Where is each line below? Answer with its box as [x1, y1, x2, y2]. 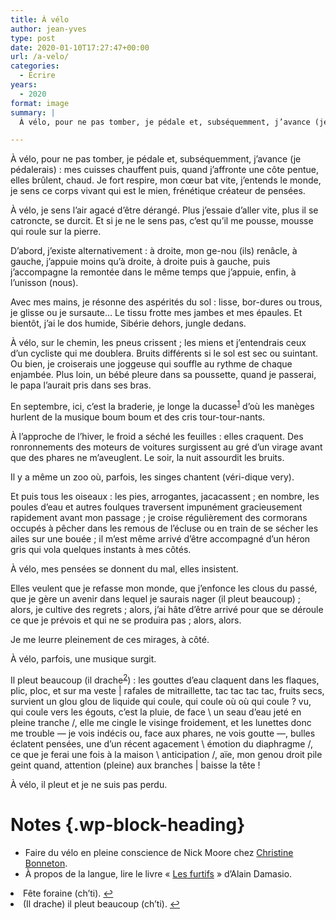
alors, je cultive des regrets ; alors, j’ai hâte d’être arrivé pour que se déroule [10, 603, 324, 615]
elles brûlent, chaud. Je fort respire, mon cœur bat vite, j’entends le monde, [10, 174, 322, 186]
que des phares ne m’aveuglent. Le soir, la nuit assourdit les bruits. [10, 451, 285, 463]
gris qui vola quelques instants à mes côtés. [10, 543, 192, 555]
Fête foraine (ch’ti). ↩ [23, 887, 114, 899]
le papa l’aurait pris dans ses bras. [10, 379, 152, 391]
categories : [10, 61, 60, 71]
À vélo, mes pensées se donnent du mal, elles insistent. [10, 562, 239, 575]
